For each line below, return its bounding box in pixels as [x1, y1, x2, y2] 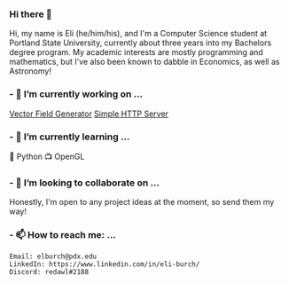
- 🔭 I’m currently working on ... [9, 88, 144, 100]
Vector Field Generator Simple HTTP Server [9, 108, 168, 119]
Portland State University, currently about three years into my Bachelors [9, 37, 272, 48]
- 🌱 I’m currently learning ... [9, 130, 130, 143]
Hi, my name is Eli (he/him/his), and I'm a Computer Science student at [9, 28, 268, 39]
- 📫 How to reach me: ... [9, 229, 117, 241]
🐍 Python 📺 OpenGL [9, 151, 85, 162]
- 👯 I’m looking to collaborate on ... [9, 177, 160, 189]
